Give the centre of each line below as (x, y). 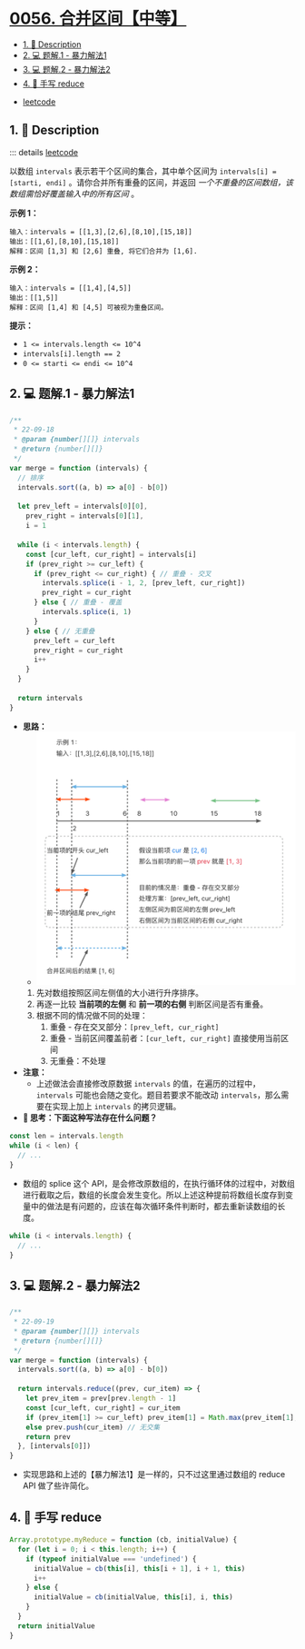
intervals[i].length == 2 (71, 354)
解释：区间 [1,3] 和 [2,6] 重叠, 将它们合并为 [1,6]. (103, 251)
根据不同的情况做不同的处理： (92, 1016)
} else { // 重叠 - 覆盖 (78, 602)
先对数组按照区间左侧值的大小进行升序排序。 (120, 993)
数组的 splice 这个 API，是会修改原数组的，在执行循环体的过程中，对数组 (158, 1183)
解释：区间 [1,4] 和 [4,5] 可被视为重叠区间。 (89, 307)
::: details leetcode (44, 152)
